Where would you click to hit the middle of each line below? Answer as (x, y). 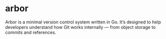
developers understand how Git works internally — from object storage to (81, 27)
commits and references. (31, 32)
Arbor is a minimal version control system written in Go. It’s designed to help (83, 22)
